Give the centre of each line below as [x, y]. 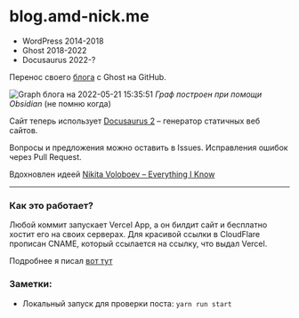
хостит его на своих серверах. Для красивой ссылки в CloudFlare [135, 235]
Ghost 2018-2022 [54, 50]
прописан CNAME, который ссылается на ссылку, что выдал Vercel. [138, 244]
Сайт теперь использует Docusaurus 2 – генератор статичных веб [135, 121]
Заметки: [31, 284]
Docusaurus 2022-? [59, 60]
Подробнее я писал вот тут [61, 261]
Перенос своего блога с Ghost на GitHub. [88, 76]
